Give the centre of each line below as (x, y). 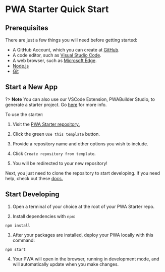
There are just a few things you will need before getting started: (71, 40)
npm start (16, 249)
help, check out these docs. (34, 178)
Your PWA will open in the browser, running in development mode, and (86, 259)
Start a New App (32, 87)
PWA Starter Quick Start (57, 9)
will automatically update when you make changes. (66, 264)
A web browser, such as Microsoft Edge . (54, 61)
